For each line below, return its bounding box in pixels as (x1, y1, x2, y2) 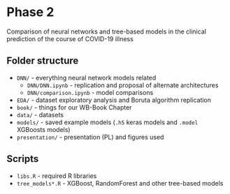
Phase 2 (6, 4, 55, 20)
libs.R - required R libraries (16, 172, 97, 180)
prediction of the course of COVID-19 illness (6, 34, 134, 43)
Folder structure (6, 55, 79, 67)
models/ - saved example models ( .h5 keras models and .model (16, 118, 199, 126)
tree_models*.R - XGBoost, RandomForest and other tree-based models (16, 179, 224, 187)
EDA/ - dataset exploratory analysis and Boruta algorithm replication (16, 96, 211, 104)
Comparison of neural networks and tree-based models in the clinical (6, 27, 207, 36)
